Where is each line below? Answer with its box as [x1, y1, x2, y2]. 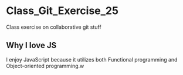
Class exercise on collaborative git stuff [6, 23, 101, 30]
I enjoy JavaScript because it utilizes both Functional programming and [6, 56, 178, 63]
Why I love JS [6, 40, 57, 50]
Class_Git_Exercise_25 [6, 4, 119, 18]
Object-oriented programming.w [6, 62, 84, 69]
